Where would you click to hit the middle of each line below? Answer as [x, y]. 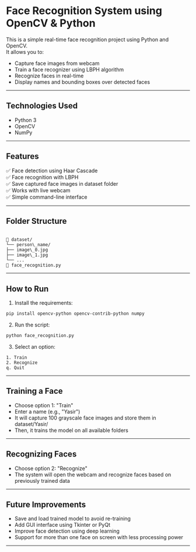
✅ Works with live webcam [38, 190]
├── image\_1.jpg [27, 255]
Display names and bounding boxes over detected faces [82, 82]
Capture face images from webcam [57, 63]
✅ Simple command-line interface [47, 197]
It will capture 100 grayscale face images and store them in [85, 418]
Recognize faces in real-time [49, 76]
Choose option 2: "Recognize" [51, 468]
